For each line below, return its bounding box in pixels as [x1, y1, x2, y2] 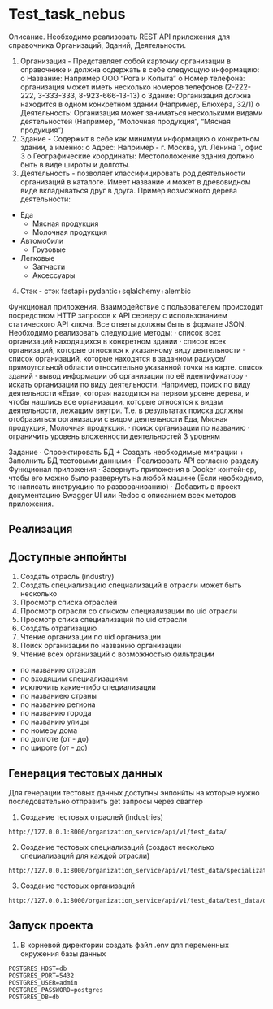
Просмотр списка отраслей [19, 598, 118, 608]
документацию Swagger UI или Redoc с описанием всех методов [8, 490, 236, 500]
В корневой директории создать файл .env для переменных [19, 940, 230, 950]
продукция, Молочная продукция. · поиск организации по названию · [8, 422, 250, 432]
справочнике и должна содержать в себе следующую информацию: [19, 64, 260, 74]
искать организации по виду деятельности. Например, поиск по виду [8, 379, 251, 389]
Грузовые [32, 245, 67, 254]
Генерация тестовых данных [8, 766, 163, 780]
